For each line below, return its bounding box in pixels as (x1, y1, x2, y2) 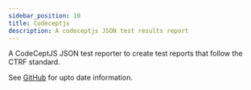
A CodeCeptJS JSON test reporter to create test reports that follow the (8, 49, 243, 59)
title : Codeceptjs (8, 19, 70, 27)
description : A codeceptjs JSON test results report (8, 27, 189, 35)
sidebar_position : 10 (8, 11, 81, 20)
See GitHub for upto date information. (8, 73, 133, 83)
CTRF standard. (8, 57, 60, 67)
